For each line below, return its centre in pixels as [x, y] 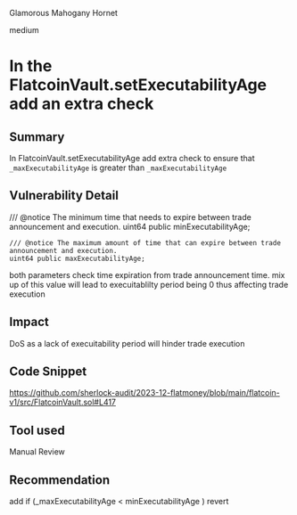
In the [31, 66]
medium [24, 30]
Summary [37, 137]
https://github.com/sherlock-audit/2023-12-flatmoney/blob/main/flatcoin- [145, 393]
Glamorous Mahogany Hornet [64, 13]
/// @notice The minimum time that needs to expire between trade [130, 217]
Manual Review [37, 452]
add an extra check [82, 104]
